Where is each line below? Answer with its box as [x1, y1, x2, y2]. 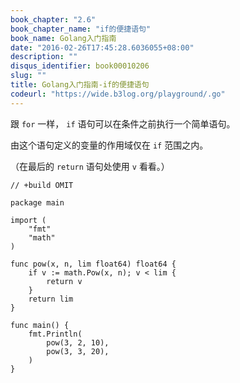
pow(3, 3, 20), [46, 346, 110, 356]
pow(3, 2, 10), [46, 337, 110, 348]
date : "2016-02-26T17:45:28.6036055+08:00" [10, 42, 195, 53]
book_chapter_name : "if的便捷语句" [10, 24, 152, 34]
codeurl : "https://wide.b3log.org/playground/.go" [10, 89, 226, 99]
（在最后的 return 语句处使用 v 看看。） [10, 160, 170, 172]
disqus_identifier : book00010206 [10, 61, 150, 71]
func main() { [10, 320, 70, 330]
